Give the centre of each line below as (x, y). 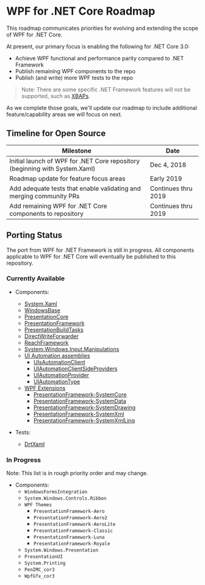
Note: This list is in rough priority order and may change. (77, 473)
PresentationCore (46, 317)
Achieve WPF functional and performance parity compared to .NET (99, 58)
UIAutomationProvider (61, 375)
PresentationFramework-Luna (69, 537)
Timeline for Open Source (56, 133)
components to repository (46, 214)
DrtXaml (34, 444)
